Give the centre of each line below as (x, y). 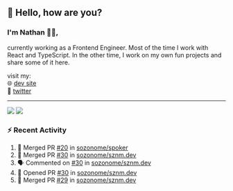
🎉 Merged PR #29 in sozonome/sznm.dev (77, 180)
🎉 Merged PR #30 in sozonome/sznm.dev (77, 155)
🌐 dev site (22, 83)
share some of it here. (38, 62)
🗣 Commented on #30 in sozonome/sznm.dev (84, 163)
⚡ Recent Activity (37, 130)
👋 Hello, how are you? (55, 13)
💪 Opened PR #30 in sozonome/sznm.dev (77, 172)
